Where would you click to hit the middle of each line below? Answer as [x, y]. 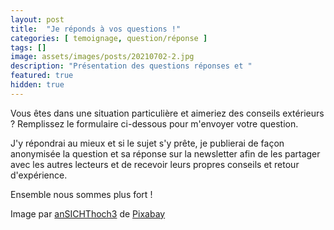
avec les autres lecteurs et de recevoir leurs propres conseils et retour [155, 164]
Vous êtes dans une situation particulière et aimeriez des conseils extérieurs [167, 113]
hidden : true [37, 85]
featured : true [42, 76]
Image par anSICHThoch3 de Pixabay [88, 213]
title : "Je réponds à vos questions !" [96, 29]
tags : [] [28, 47]
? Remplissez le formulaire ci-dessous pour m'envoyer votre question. [154, 123]
